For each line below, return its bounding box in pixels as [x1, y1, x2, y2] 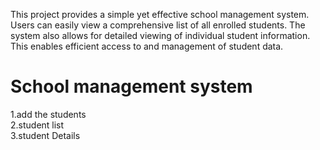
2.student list [10, 119, 65, 131]
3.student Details [10, 129, 81, 141]
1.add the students [10, 108, 87, 120]
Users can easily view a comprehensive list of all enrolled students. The [10, 19, 306, 31]
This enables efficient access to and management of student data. [10, 40, 284, 52]
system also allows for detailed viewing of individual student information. [10, 30, 311, 41]
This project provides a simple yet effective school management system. [10, 9, 310, 20]
